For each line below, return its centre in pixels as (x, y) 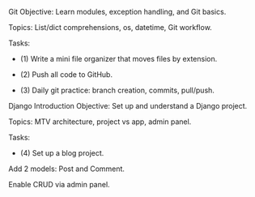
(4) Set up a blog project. (62, 153)
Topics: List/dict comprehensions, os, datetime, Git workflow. (110, 27)
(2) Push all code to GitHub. (66, 75)
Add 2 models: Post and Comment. (67, 169)
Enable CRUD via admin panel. (59, 184)
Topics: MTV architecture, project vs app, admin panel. (100, 122)
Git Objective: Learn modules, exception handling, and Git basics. (117, 12)
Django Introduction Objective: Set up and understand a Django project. (128, 106)
